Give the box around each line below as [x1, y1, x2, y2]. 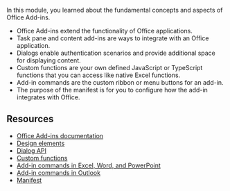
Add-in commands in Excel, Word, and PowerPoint [16, 161, 161, 169]
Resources [6, 113, 54, 125]
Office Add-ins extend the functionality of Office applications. [16, 27, 193, 35]
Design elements [16, 139, 65, 147]
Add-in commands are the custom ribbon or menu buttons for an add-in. [16, 78, 224, 86]
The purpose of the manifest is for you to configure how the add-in [16, 86, 209, 94]
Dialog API [16, 146, 46, 155]
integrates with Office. [16, 93, 80, 101]
